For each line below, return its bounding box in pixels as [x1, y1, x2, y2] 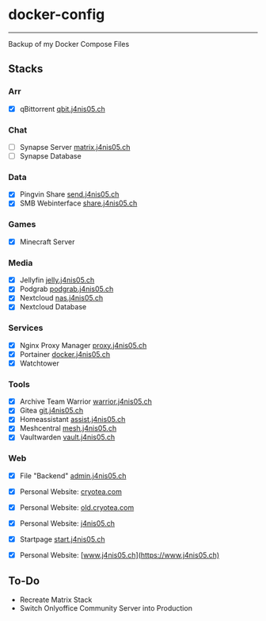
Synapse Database [19, 151, 82, 161]
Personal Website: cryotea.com [19, 486, 123, 496]
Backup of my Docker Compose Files [8, 39, 130, 48]
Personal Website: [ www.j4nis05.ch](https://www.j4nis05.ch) [19, 550, 220, 560]
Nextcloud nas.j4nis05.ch [19, 293, 104, 303]
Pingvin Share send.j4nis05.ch [19, 190, 120, 199]
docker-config [8, 6, 105, 24]
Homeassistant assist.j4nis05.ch [19, 415, 126, 424]
